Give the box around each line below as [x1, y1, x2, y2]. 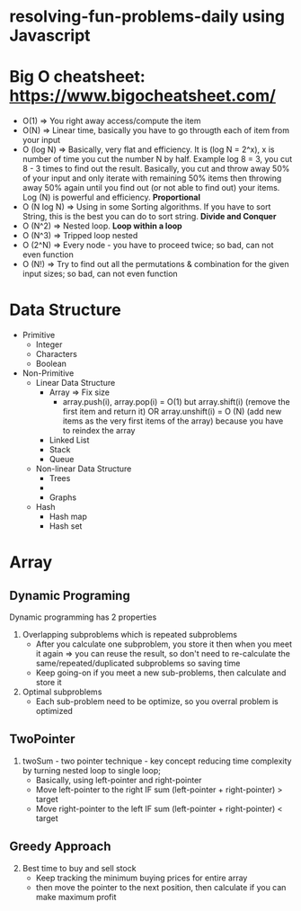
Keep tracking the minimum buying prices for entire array [35, 872, 248, 883]
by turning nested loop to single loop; [22, 764, 162, 775]
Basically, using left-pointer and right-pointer [35, 774, 202, 785]
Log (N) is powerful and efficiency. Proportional [22, 192, 200, 203]
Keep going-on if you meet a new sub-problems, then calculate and [35, 667, 287, 678]
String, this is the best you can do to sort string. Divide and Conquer [22, 211, 277, 222]
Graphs [49, 492, 77, 503]
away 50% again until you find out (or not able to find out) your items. [22, 183, 280, 193]
